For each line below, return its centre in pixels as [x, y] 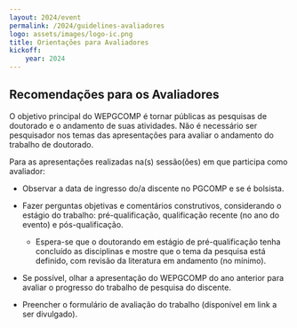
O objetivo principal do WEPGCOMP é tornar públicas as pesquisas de [138, 116]
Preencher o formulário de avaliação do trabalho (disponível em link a [149, 304]
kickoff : [25, 51]
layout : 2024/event [45, 17]
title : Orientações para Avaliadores [79, 42]
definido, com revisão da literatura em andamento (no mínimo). [151, 260]
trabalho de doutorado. [52, 144]
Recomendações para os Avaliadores [114, 95]
